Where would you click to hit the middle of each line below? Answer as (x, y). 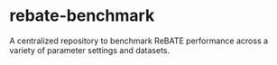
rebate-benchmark (82, 16)
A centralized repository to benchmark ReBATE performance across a (139, 41)
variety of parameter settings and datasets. (90, 50)
